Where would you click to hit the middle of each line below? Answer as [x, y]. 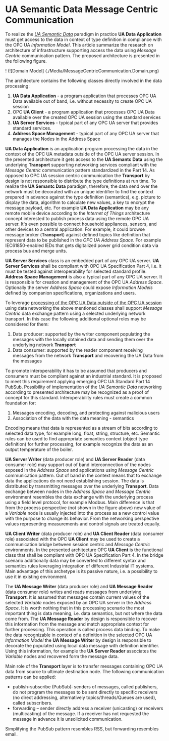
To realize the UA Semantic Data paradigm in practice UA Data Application [83, 34]
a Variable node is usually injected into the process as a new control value [82, 513]
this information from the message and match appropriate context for [77, 624]
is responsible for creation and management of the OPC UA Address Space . [84, 282]
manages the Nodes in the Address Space [57, 139]
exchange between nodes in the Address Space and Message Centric [78, 491]
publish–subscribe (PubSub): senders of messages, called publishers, [85, 686]
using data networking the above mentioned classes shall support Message [84, 308]
